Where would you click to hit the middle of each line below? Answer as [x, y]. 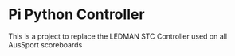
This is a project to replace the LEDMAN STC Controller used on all [118, 36]
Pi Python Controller [76, 15]
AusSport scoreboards [45, 44]
